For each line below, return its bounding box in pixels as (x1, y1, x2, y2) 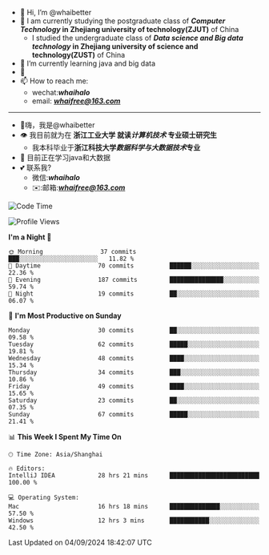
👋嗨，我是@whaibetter (19, 120, 95, 130)
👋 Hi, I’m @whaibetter (19, 8, 92, 17)
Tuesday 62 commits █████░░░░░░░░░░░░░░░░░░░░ (8, 340, 260, 348)
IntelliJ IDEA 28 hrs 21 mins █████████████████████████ (8, 472, 260, 480)
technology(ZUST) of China (31, 50, 126, 59)
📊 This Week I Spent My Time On (8, 432, 122, 441)
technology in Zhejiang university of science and (31, 42, 199, 51)
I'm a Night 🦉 (8, 232, 52, 242)
